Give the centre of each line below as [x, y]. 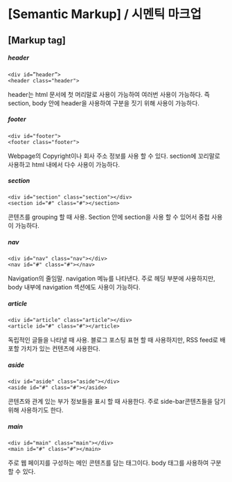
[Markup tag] [37, 40]
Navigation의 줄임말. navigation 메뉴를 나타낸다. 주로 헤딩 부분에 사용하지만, [111, 278]
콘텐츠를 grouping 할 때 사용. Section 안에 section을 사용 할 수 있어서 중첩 [109, 217]
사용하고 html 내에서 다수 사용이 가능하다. [64, 164]
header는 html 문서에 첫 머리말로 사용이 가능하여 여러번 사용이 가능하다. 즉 [109, 94]
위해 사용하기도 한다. [36, 410]
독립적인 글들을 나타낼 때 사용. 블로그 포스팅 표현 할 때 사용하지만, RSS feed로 [113, 340]
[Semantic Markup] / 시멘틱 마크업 [105, 14]
